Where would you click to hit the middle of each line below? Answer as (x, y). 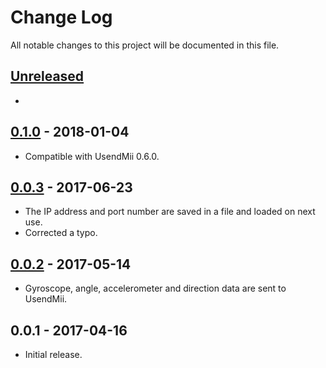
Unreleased (47, 76)
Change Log (61, 17)
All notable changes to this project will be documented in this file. (145, 45)
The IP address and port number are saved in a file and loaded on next (170, 212)
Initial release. (53, 354)
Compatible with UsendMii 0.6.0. (92, 156)
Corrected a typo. (61, 233)
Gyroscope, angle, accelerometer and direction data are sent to (155, 288)
